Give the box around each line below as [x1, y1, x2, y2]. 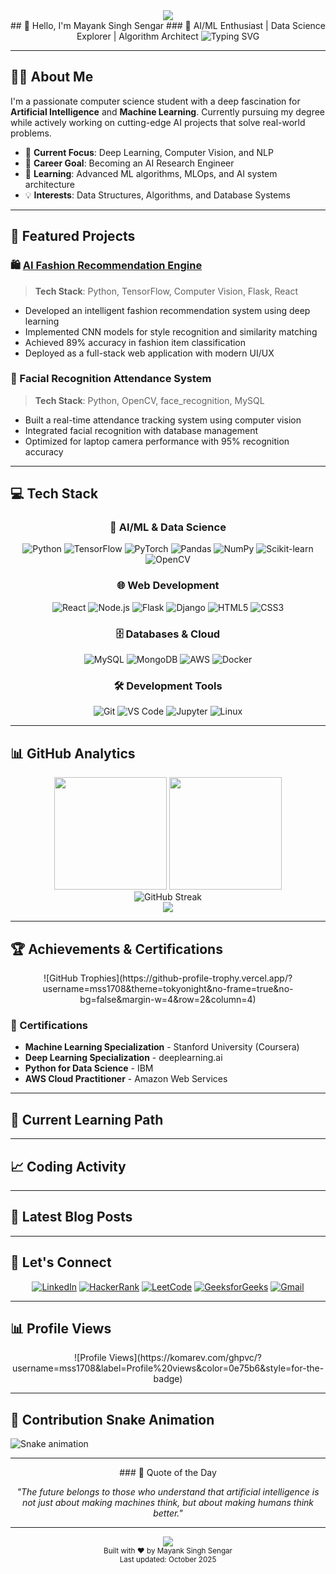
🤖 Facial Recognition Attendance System [10, 372, 212, 386]
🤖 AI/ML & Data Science [109, 520, 227, 534]
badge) [153, 1373, 183, 1385]
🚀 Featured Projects [10, 228, 136, 245]
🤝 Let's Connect [10, 1254, 112, 1271]
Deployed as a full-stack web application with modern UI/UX [24, 347, 275, 359]
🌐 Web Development [116, 579, 220, 593]
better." [153, 1507, 183, 1519]
